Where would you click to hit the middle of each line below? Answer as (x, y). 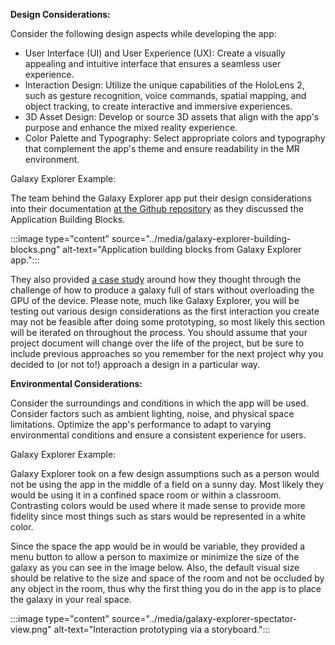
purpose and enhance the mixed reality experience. (131, 127)
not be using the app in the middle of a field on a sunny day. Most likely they (167, 484)
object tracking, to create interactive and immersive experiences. (158, 106)
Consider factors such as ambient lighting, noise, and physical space (152, 413)
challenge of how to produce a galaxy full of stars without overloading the (162, 290)
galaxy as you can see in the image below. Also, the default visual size (155, 567)
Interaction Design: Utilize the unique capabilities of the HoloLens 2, (164, 85)
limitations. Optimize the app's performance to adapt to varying (141, 424)
